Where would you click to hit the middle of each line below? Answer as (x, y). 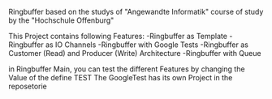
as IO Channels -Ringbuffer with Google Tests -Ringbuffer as (147, 45)
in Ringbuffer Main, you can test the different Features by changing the (127, 69)
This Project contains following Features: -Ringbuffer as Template (118, 36)
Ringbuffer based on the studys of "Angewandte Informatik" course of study (136, 12)
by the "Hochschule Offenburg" (61, 20)
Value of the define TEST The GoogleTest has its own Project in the (121, 77)
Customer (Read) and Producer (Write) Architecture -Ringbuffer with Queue (135, 53)
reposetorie (28, 86)
